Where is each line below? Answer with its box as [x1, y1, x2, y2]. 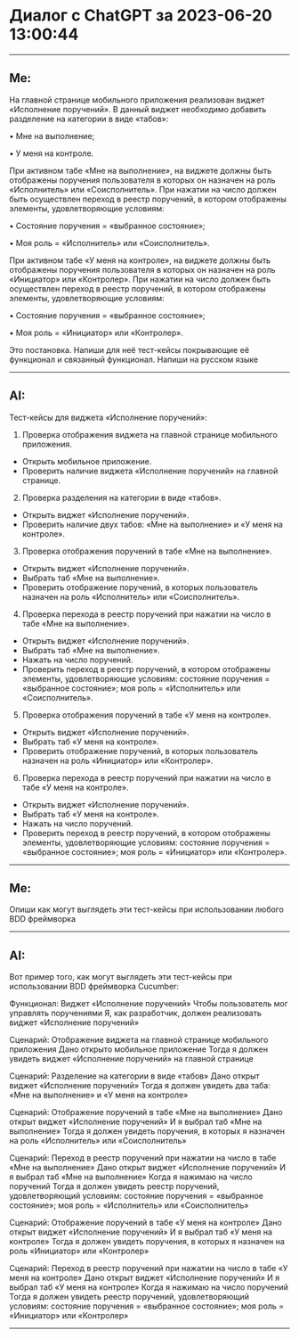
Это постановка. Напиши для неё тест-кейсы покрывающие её [9, 344, 250, 355]
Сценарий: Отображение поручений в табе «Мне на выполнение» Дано [9, 1107, 283, 1118]
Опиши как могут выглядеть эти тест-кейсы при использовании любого [9, 904, 285, 915]
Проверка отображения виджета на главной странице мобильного [21, 429, 279, 439]
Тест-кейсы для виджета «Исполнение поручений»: [9, 412, 207, 423]
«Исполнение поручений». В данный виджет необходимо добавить [9, 103, 267, 114]
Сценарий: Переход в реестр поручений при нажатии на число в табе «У [9, 1263, 288, 1274]
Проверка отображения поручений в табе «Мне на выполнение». [21, 546, 273, 556]
